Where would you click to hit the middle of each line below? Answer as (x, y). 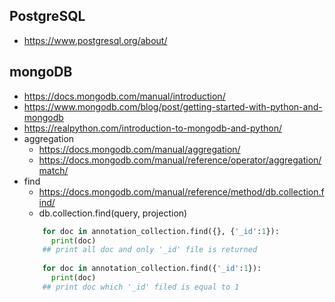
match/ (53, 170)
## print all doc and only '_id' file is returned (150, 250)
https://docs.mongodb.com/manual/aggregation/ (139, 149)
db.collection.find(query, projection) (113, 213)
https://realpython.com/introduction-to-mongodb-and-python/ (152, 128)
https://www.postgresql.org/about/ (95, 40)
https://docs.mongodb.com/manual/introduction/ (124, 96)
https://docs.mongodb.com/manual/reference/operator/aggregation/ (180, 160)
